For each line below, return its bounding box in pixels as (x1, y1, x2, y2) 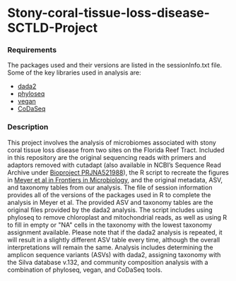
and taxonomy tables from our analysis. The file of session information (7, 183, 213, 192)
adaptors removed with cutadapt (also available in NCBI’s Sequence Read (7, 161, 221, 169)
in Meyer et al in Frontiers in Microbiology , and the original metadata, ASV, (7, 175, 223, 184)
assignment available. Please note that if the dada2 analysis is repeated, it (7, 227, 223, 237)
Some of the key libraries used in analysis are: (7, 68, 141, 77)
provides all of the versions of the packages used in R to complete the (7, 190, 211, 199)
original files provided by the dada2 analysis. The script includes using (7, 206, 213, 214)
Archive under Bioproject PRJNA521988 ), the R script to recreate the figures (7, 168, 230, 177)
